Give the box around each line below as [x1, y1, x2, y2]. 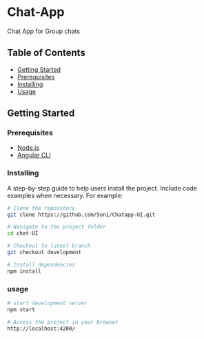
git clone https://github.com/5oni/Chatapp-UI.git [7, 211, 156, 218]
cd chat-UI [7, 230, 39, 237]
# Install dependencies [7, 261, 76, 268]
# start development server [7, 300, 88, 307]
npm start [7, 306, 36, 313]
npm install [7, 267, 41, 275]
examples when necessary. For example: [7, 191, 123, 200]
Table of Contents [7, 47, 86, 59]
